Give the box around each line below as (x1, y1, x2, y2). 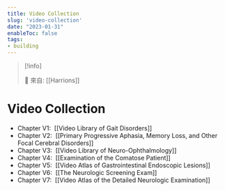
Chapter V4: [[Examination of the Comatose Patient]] (17, 153, 171, 162)
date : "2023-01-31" (7, 23, 64, 30)
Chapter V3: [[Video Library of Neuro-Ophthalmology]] (17, 146, 177, 154)
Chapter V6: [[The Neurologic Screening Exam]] (17, 168, 157, 176)
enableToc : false (7, 29, 58, 37)
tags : (7, 36, 23, 43)
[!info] (24, 62, 42, 70)
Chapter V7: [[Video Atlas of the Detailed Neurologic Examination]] (17, 176, 210, 184)
